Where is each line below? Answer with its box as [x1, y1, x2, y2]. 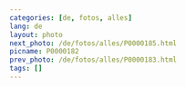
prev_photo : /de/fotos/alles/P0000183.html [9, 55, 178, 64]
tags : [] [9, 64, 43, 73]
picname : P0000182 [9, 47, 79, 56]
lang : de [9, 22, 43, 31]
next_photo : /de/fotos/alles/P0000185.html [9, 38, 178, 48]
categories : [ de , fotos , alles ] [9, 13, 132, 23]
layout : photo [9, 30, 64, 39]
